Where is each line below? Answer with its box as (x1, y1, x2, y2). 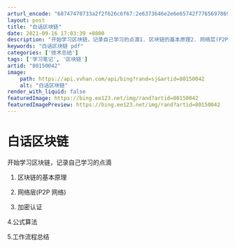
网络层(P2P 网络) (17, 188, 66, 196)
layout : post (7, 17, 45, 24)
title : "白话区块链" (7, 23, 62, 30)
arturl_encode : (7, 10, 52, 17)
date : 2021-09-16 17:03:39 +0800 (7, 29, 105, 37)
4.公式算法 (7, 218, 38, 226)
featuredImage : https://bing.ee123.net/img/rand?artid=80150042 (7, 95, 199, 102)
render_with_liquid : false (7, 88, 86, 95)
